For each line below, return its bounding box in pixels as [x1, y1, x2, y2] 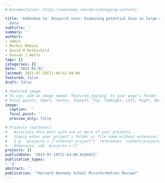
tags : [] [5, 57, 23, 62]
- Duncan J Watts [5, 52, 41, 57]
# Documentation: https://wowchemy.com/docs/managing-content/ [5, 7, 137, 12]
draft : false [5, 80, 32, 85]
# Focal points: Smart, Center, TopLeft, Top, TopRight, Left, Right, [5, 98, 153, 103]
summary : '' [5, 30, 29, 35]
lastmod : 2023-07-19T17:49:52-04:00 [5, 71, 80, 76]
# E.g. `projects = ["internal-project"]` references [5, 138, 122, 144]
